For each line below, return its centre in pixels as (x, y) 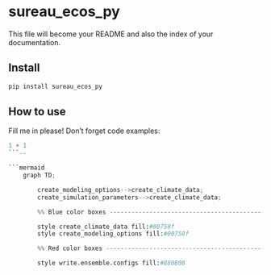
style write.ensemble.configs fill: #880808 (111, 263)
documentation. (35, 42)
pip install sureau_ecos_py (56, 86)
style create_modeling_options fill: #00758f (113, 234)
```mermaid (27, 168)
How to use (37, 112)
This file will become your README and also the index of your (111, 34)
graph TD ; (40, 176)
